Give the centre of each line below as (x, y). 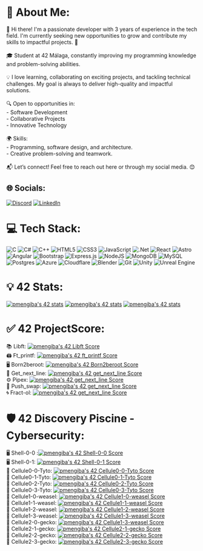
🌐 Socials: (26, 188)
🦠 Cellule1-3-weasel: (32, 516)
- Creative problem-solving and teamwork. (59, 154)
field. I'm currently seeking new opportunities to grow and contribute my (97, 35)
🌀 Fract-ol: (19, 392)
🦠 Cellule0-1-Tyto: (29, 477)
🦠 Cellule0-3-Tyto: (29, 490)
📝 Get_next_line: (26, 373)
